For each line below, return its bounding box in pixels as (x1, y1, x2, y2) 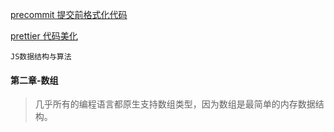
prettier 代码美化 (10, 30, 78, 42)
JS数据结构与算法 (10, 52, 72, 62)
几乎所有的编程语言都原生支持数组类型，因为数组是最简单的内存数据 (34, 98, 316, 110)
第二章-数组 (10, 74, 59, 86)
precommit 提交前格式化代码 (10, 9, 128, 20)
